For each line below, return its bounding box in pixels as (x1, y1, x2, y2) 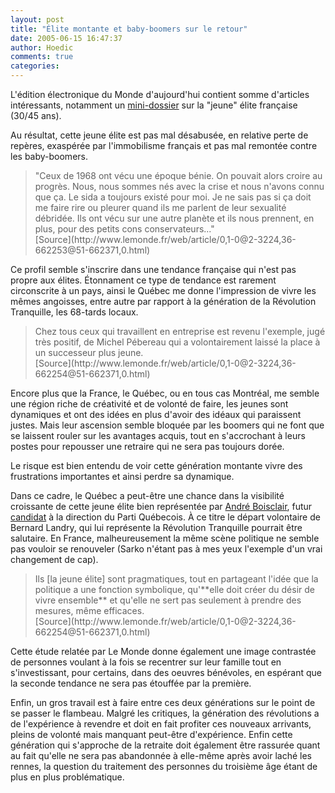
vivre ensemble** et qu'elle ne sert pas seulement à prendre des (34, 594, 302, 606)
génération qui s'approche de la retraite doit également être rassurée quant (10, 739, 321, 751)
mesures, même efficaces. (34, 605, 145, 616)
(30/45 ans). (10, 110, 62, 121)
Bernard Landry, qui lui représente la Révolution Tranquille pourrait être (10, 522, 303, 533)
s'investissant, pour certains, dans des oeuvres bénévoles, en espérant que (10, 667, 322, 678)
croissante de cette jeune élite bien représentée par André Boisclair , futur (10, 501, 313, 512)
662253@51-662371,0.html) (34, 244, 151, 256)
